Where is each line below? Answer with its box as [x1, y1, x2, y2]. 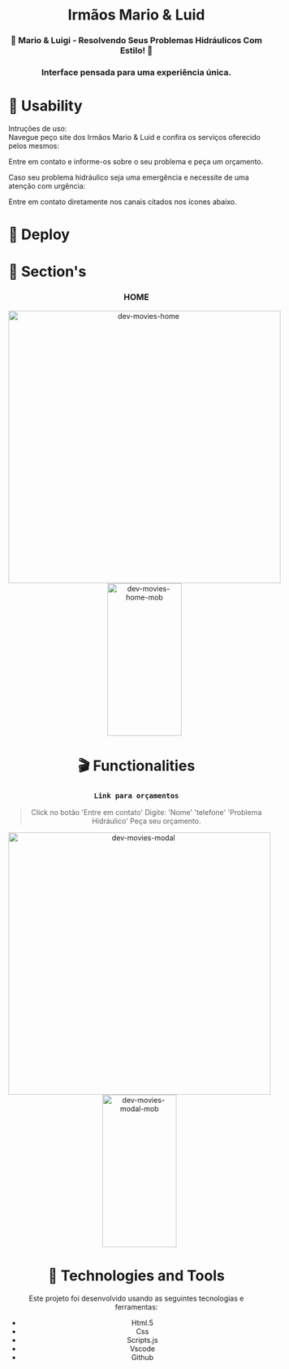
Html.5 [131, 1318, 154, 1328]
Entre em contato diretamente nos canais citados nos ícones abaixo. [8, 197, 237, 207]
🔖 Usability [8, 97, 83, 116]
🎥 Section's [8, 263, 87, 281]
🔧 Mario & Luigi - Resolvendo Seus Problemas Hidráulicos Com [11, 35, 262, 46]
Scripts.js [127, 1336, 158, 1345]
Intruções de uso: [8, 124, 67, 133]
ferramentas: [114, 1302, 158, 1312]
